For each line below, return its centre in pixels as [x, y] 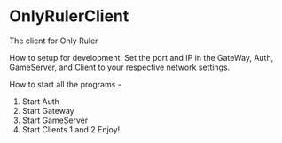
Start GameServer [55, 120]
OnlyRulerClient [69, 16]
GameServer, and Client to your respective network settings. [120, 67]
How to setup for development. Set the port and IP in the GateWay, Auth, [141, 57]
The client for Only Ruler [54, 41]
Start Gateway [48, 110]
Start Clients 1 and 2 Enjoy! [71, 129]
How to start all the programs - [65, 84]
